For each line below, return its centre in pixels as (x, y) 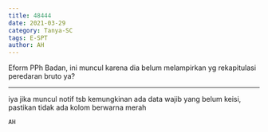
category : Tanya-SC (41, 30)
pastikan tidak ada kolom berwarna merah (77, 107)
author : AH (26, 45)
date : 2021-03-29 (37, 23)
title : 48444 (30, 16)
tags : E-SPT (28, 38)
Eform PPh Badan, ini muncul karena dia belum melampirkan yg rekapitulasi (132, 68)
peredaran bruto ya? (42, 76)
